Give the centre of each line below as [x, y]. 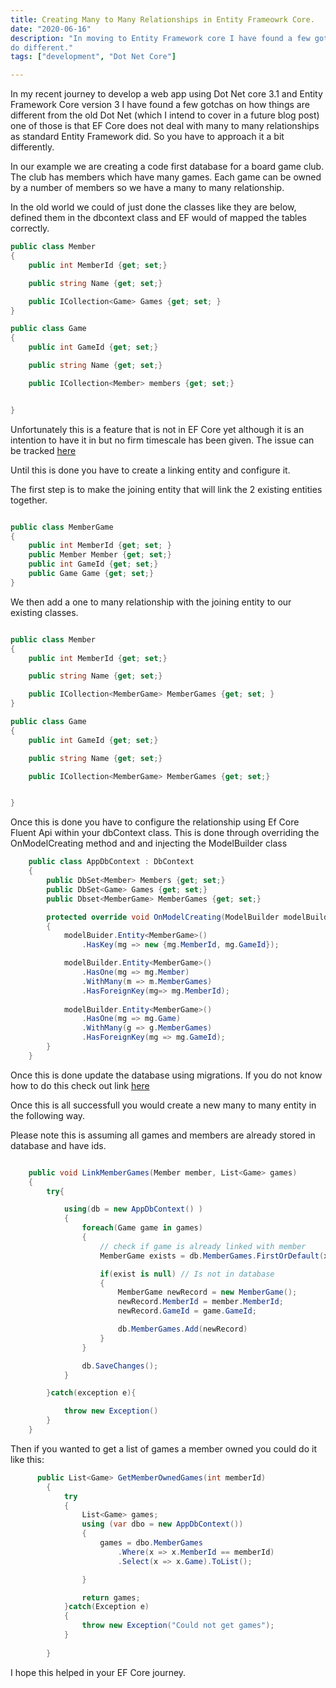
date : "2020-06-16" [51, 29]
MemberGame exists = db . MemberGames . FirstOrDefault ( [212, 1256]
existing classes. [44, 612]
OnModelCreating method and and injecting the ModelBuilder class [149, 843]
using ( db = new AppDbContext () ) [133, 1209]
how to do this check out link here [80, 1085]
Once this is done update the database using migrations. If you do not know [166, 1075]
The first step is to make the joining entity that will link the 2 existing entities [166, 489]
